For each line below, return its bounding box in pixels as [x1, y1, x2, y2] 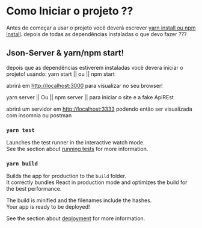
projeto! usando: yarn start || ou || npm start [6, 70, 115, 78]
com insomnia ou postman [6, 111, 72, 119]
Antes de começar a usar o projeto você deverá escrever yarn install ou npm [6, 24, 196, 31]
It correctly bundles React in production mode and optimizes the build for [6, 179, 188, 186]
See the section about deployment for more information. [6, 215, 145, 222]
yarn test [6, 126, 35, 134]
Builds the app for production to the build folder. [6, 173, 127, 180]
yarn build [6, 160, 38, 167]
